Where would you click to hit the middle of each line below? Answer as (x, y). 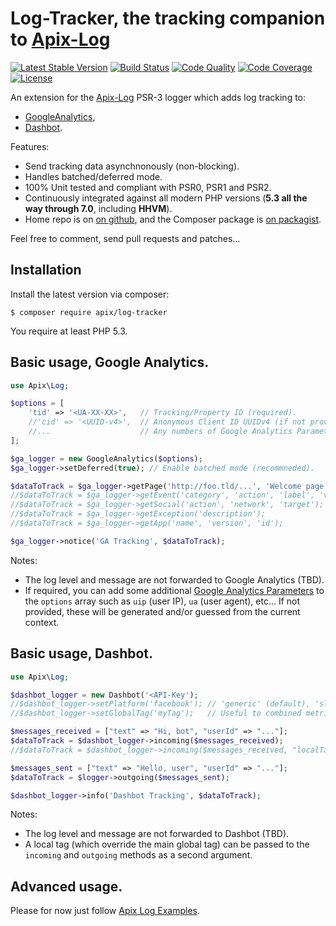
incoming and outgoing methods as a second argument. (138, 855)
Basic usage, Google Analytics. (110, 362)
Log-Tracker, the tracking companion (168, 18)
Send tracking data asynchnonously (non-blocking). (132, 166)
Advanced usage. (66, 886)
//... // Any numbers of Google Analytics (160, 432)
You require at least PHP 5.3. (69, 331)
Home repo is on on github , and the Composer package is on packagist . (173, 219)
